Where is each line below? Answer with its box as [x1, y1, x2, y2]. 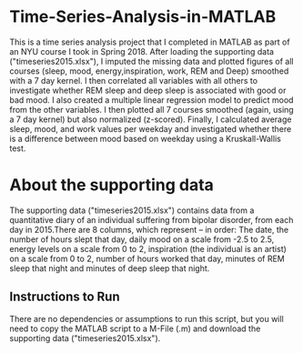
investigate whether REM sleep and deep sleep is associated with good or [9, 85, 287, 96]
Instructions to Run [9, 289, 120, 305]
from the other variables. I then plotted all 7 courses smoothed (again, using [9, 104, 294, 115]
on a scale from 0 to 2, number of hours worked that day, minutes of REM [9, 253, 285, 264]
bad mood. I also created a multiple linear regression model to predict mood [9, 94, 294, 106]
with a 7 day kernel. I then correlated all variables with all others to [9, 75, 258, 86]
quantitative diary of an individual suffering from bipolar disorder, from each [9, 214, 294, 225]
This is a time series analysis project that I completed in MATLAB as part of [9, 36, 290, 47]
